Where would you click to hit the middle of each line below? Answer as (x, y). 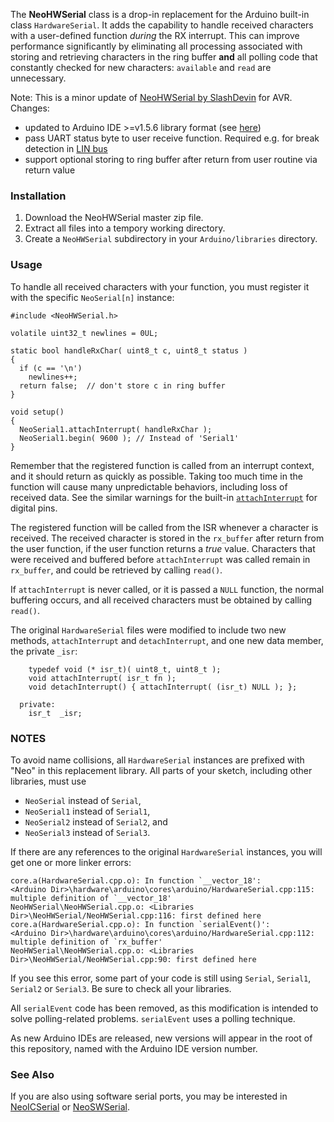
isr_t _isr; (55, 713)
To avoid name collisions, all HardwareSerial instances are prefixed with (157, 760)
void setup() (37, 412)
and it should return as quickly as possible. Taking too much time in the (156, 476)
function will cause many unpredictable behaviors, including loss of (149, 486)
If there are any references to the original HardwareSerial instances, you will (166, 851)
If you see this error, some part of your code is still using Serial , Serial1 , (161, 978)
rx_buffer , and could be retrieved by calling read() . (116, 570)
